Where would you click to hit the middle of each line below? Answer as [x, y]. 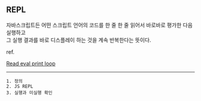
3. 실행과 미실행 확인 [29, 93]
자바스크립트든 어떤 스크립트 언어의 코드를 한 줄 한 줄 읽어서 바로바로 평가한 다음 [100, 25]
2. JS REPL [20, 86]
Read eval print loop [31, 63]
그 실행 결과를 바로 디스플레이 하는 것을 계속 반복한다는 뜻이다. [79, 40]
